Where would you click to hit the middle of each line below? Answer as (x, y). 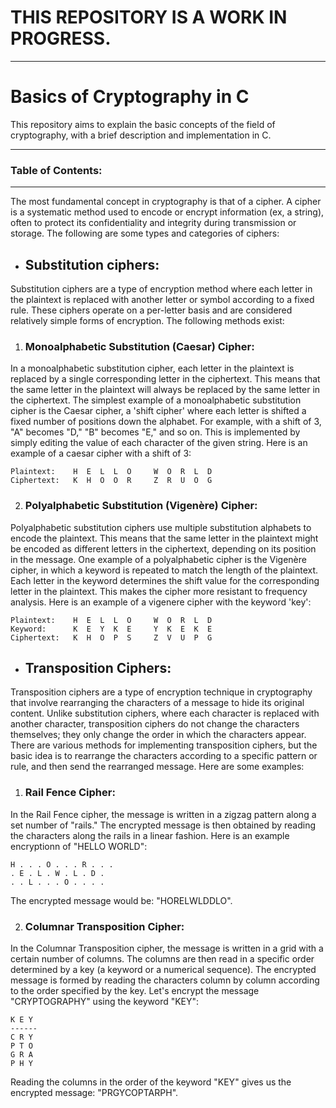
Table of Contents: (56, 170)
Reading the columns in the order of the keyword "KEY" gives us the (151, 1082)
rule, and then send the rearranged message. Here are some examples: (157, 767)
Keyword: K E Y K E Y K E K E (111, 629)
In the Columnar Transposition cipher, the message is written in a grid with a (167, 948)
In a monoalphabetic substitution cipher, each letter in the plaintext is (152, 368)
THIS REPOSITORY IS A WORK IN (149, 17)
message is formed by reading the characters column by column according (165, 980)
